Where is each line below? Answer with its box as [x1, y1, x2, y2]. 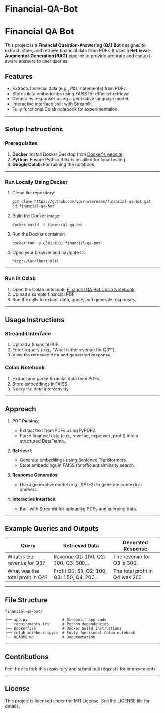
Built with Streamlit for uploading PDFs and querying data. [19, 506, 137, 512]
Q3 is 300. [113, 560, 138, 567]
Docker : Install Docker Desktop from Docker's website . [12, 151, 124, 157]
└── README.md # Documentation [5, 635, 96, 640]
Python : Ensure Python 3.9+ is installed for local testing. [12, 156, 127, 162]
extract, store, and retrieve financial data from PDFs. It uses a [5, 48, 129, 54]
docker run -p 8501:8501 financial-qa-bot [12, 240, 101, 246]
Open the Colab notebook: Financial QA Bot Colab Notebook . [12, 286, 136, 292]
